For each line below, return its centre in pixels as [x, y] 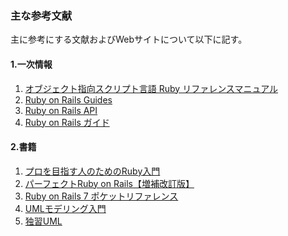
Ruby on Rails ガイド [67, 122]
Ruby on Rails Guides [68, 99]
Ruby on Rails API [61, 110]
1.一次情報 [31, 64]
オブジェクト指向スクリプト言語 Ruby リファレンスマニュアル [151, 88]
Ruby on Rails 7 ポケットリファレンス [101, 196]
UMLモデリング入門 [65, 208]
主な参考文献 [41, 15]
